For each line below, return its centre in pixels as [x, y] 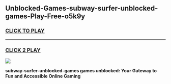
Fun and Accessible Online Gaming [43, 76]
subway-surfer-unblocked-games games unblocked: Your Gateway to [81, 70]
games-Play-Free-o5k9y [45, 17]
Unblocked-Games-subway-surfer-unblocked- [82, 8]
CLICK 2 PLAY [23, 50]
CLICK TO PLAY [25, 31]
